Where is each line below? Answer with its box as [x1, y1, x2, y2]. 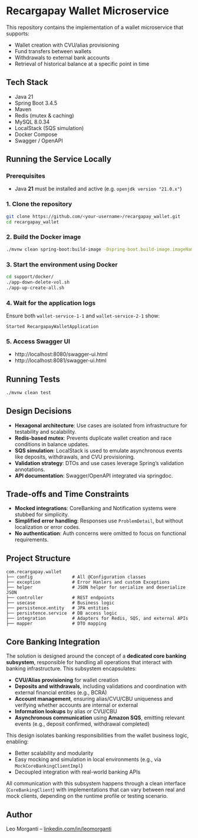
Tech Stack [6, 77, 48, 87]
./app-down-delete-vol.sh [6, 279, 70, 285]
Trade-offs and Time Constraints [6, 489, 130, 499]
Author [6, 810, 32, 820]
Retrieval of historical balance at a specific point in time [14, 60, 150, 67]
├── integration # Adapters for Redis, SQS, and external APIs [6, 616, 189, 622]
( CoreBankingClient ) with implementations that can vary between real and [6, 786, 186, 793]
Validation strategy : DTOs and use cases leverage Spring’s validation [14, 459, 184, 466]
